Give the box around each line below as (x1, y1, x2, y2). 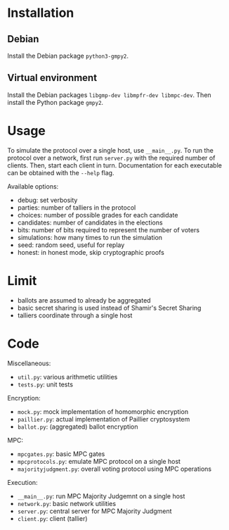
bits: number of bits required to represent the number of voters (17, 225, 200, 234)
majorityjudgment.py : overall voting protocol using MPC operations (17, 465, 212, 473)
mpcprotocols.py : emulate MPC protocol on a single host (17, 457, 181, 465)
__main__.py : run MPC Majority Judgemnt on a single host (17, 491, 185, 500)
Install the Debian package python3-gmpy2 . (7, 51, 129, 60)
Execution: (7, 478, 38, 486)
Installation (7, 5, 74, 21)
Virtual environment (7, 72, 97, 84)
